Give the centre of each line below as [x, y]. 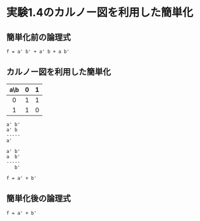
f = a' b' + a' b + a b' [38, 52]
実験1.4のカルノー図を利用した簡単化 [100, 13]
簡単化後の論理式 [39, 199]
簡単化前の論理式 [39, 37]
